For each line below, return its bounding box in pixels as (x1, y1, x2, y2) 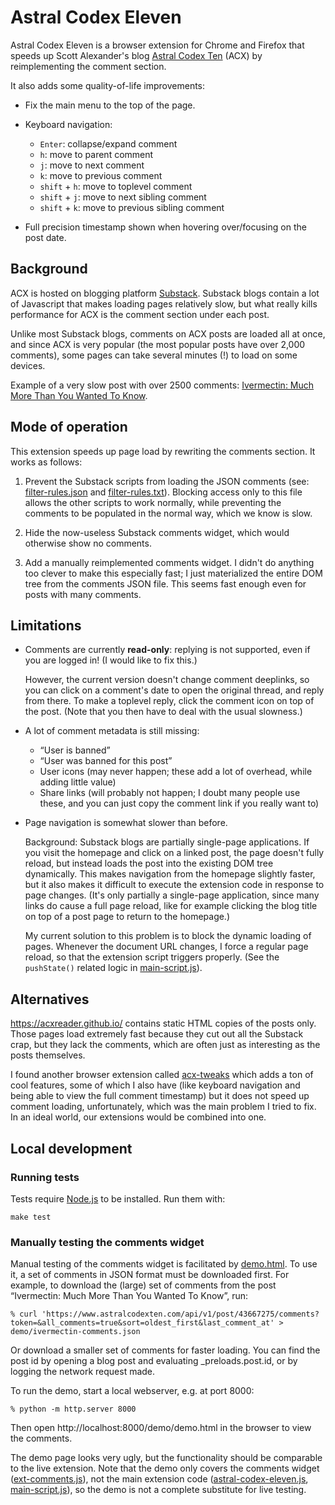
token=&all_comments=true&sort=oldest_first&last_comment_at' (10, 1318, 275, 1328)
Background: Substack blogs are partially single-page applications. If (24, 836, 310, 848)
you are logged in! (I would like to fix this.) (24, 654, 198, 666)
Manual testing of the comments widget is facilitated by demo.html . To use (10, 1258, 318, 1270)
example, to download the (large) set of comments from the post (10, 1279, 277, 1291)
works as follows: (10, 456, 83, 468)
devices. (10, 359, 46, 371)
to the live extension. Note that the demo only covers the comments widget (10, 1462, 320, 1475)
